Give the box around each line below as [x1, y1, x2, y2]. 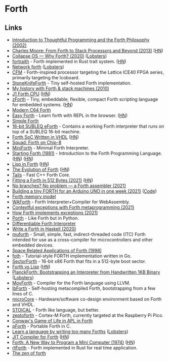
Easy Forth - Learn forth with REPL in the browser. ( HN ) [12, 112, 128, 118]
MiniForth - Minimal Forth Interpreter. [12, 145, 90, 151]
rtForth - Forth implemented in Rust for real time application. [12, 345, 138, 351]
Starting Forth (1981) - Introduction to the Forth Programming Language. [12, 151, 162, 156]
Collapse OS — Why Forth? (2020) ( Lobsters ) [12, 53, 107, 59]
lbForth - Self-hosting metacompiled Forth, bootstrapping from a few [12, 285, 156, 291]
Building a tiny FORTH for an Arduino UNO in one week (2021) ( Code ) [12, 188, 157, 194]
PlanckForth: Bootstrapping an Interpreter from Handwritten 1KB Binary [12, 269, 160, 275]
